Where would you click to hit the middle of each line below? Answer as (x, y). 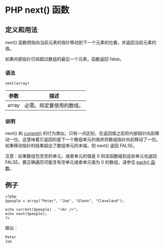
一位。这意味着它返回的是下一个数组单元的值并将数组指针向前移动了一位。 (85, 139)
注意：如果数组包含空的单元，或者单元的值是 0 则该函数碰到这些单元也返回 (81, 156)
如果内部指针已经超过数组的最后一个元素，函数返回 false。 (65, 59)
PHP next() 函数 (37, 10)
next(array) (17, 83)
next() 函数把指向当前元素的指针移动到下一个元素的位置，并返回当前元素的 (81, 42)
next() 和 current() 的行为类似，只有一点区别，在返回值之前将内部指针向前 (80, 133)
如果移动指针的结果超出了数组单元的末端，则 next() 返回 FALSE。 (71, 145)
